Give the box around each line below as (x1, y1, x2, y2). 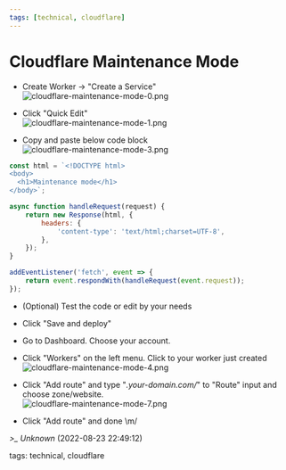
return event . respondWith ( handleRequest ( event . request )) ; (25, 276, 245, 285)
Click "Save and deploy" (21, 317, 112, 328)
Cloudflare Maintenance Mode (9, 51, 240, 71)
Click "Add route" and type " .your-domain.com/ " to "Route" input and (21, 379, 278, 390)
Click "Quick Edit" (21, 108, 88, 119)
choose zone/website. (21, 389, 104, 400)
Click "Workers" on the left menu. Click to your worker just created (21, 352, 267, 363)
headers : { (41, 219, 82, 227)
